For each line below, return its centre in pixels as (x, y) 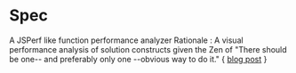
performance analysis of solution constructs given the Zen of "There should (148, 49)
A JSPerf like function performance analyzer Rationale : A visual (126, 40)
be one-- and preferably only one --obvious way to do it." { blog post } (138, 59)
